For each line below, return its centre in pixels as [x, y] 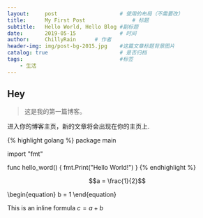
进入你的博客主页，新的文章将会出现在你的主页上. [78, 126]
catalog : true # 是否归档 [77, 53]
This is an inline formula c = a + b [55, 208]
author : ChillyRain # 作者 [59, 40]
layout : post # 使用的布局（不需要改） [95, 14]
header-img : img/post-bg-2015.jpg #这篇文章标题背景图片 [91, 46]
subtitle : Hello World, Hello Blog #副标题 [73, 27]
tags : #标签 [70, 59]
